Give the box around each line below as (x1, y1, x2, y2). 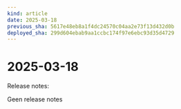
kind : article (7, 10, 48, 17)
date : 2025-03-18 (7, 17, 57, 23)
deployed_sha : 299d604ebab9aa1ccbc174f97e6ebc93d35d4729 (7, 29, 175, 37)
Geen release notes (7, 95, 63, 103)
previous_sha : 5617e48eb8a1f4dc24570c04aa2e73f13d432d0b (7, 23, 175, 30)
